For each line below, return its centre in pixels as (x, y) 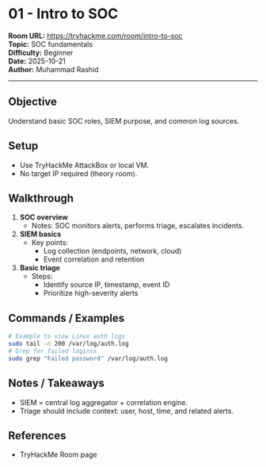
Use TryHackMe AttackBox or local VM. (84, 165)
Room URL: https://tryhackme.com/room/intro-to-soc (96, 36)
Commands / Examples (66, 318)
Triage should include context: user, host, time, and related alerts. (127, 411)
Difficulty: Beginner (41, 52)
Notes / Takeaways (57, 383)
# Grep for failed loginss (53, 351)
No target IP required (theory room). (78, 173)
